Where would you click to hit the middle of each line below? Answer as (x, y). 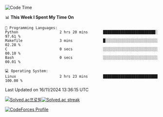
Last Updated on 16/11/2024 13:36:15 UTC (47, 90)
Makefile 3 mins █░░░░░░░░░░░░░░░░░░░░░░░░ (81, 41)
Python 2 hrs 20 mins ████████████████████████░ (81, 32)
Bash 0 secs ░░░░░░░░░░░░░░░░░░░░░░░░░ (81, 58)
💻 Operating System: (27, 71)
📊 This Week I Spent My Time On (39, 17)
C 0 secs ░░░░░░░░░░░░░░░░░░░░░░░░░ (81, 49)
